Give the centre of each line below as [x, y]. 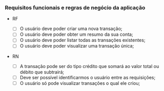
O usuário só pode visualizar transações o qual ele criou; [80, 83]
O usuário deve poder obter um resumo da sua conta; [77, 34]
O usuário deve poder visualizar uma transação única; [77, 46]
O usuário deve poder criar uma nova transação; [71, 29]
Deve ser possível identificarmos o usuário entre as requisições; [88, 77]
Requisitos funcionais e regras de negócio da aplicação [75, 8]
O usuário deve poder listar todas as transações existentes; [83, 40]
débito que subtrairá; [42, 72]
